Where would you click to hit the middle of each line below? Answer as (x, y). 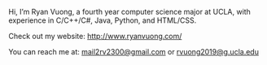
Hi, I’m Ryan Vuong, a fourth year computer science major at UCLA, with (129, 12)
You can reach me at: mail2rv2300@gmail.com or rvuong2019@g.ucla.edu (133, 52)
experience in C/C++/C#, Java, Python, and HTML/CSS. (103, 20)
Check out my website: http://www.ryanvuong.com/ (95, 36)
